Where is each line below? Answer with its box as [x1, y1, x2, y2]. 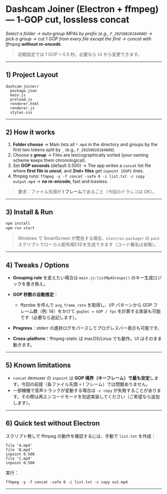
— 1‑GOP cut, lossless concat [5, 14, 129, 25]
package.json [10, 88, 37, 93]
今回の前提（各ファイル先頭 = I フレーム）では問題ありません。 [21, 381, 151, 387]
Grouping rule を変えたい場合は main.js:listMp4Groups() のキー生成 [12, 274, 153, 280]
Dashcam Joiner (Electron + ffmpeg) [5, 3, 159, 15]
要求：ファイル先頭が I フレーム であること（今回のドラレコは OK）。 [17, 188, 157, 194]
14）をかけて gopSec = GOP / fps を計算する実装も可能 [49, 308, 161, 314]
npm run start [5, 226, 35, 231]
